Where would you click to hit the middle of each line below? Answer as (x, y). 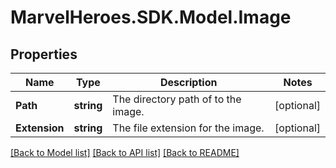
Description (188, 82)
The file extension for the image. (188, 128)
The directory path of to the (177, 99)
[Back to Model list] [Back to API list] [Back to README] (125, 152)
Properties (44, 54)
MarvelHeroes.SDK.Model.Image (151, 17)
